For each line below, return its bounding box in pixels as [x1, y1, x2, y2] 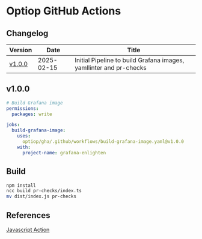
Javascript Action [6, 226, 50, 233]
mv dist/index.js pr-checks [6, 193, 77, 199]
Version [9, 46, 32, 54]
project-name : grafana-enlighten [22, 150, 106, 156]
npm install [6, 182, 36, 189]
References [6, 210, 50, 220]
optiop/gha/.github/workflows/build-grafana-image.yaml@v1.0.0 [22, 139, 185, 145]
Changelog [6, 28, 49, 38]
